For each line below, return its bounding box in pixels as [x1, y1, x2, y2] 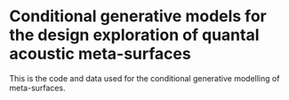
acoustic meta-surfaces [9, 44, 191, 64]
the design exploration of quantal [9, 25, 260, 45]
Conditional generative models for [9, 6, 267, 27]
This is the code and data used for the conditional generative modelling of [9, 73, 280, 83]
